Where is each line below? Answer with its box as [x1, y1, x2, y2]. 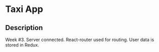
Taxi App [5, 3, 43, 15]
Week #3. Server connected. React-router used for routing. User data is [5, 36, 154, 42]
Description [5, 23, 43, 32]
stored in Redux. [5, 42, 39, 48]
